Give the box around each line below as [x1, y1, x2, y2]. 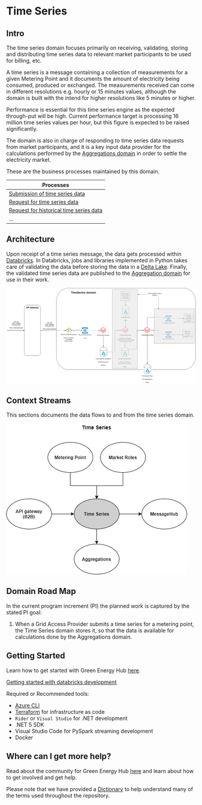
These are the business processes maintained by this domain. [6, 168, 160, 175]
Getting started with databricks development [6, 678, 117, 686]
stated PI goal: [6, 608, 42, 616]
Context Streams [6, 395, 71, 405]
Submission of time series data [8, 190, 85, 197]
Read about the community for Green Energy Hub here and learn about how [6, 767, 194, 774]
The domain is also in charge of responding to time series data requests [6, 137, 185, 144]
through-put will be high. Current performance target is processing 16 [6, 113, 179, 119]
